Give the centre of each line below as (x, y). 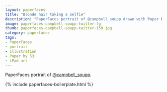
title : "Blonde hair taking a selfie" (45, 14)
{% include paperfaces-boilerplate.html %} (49, 85)
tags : (11, 38)
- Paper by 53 (20, 56)
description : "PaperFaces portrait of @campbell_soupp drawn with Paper (82, 19)
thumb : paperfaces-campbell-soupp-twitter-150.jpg (59, 28)
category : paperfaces (28, 33)
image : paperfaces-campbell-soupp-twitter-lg (53, 24)
